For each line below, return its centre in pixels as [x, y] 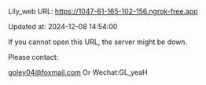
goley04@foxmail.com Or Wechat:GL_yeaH [78, 72]
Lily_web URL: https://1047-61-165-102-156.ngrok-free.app [103, 11]
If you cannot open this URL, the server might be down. [97, 42]
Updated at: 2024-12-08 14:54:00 [63, 26]
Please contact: [33, 57]
